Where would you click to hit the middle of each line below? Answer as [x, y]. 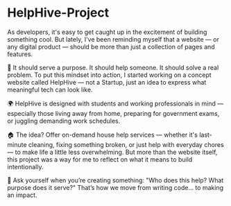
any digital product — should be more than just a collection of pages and [111, 46]
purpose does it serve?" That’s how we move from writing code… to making [115, 187]
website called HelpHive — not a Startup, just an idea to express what [107, 82]
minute [17, 144]
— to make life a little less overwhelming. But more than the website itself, [112, 152]
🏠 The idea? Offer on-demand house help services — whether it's [102, 135]
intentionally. [25, 166]
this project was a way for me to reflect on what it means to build [100, 159]
